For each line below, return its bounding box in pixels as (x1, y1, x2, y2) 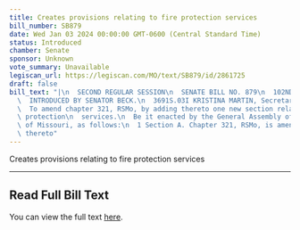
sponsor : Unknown (9, 54, 74, 63)
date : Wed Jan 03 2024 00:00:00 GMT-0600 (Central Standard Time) (9, 29, 262, 38)
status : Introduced (9, 37, 82, 47)
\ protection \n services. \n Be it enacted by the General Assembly (17, 112, 281, 121)
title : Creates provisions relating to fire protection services (9, 12, 257, 22)
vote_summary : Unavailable (9, 63, 110, 72)
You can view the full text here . (9, 211, 123, 222)
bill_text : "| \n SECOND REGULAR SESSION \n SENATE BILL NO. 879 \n (9, 87, 266, 96)
